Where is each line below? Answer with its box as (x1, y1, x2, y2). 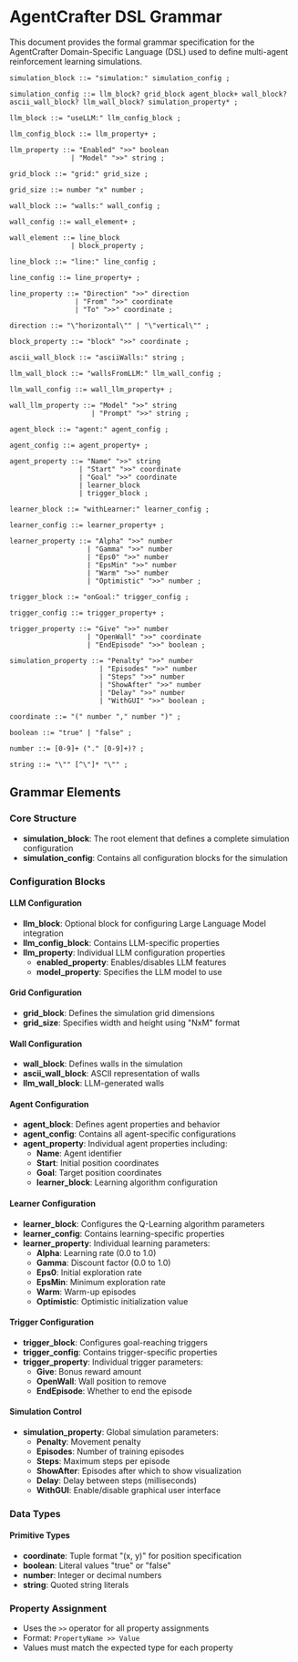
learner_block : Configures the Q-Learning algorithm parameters (22, 1218, 265, 1229)
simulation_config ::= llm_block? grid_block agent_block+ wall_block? (9, 89, 287, 99)
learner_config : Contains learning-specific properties (22, 1228, 225, 1239)
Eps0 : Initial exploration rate (36, 1266, 143, 1278)
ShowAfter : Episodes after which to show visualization (36, 1465, 241, 1476)
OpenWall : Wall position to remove (36, 1376, 167, 1387)
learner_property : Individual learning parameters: (22, 1238, 211, 1249)
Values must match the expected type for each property (22, 1642, 234, 1653)
